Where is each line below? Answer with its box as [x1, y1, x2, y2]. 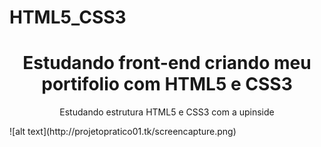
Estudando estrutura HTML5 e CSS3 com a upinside [59, 106, 275, 118]
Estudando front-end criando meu [22, 52, 312, 75]
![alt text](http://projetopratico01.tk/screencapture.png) [9, 126, 237, 138]
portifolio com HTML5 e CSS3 [41, 73, 293, 96]
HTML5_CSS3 [9, 6, 127, 29]
